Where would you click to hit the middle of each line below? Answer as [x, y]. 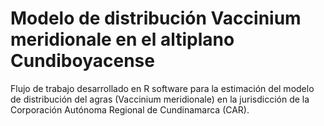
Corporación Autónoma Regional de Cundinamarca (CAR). [130, 109]
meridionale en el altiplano [122, 39]
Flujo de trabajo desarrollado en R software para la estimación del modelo [162, 88]
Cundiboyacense [82, 61]
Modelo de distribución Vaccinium [156, 18]
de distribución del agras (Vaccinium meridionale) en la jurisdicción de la [160, 99]
